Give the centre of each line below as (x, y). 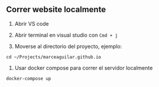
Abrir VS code (32, 23)
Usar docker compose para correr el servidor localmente (84, 68)
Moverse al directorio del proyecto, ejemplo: (68, 46)
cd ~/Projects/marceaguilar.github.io (54, 57)
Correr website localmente (56, 10)
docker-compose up (29, 78)
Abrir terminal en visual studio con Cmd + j (66, 35)
